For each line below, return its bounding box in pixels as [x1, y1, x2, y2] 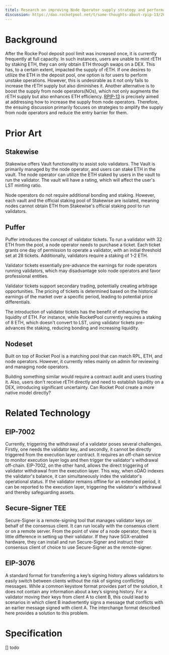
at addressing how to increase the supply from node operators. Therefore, [5, 99, 159, 105]
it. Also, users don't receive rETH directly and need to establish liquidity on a [5, 379, 164, 385]
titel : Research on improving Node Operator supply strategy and [5, 7, 145, 13]
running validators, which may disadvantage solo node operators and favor [5, 268, 161, 274]
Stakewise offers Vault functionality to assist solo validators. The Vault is [5, 161, 155, 167]
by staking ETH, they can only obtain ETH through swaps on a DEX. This [5, 61, 155, 67]
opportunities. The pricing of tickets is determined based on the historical [5, 288, 157, 294]
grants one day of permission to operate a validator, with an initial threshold [5, 247, 162, 253]
